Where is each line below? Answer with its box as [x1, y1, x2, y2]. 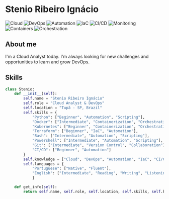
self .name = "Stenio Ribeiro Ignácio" [23, 96, 105, 101]
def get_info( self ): [14, 184, 57, 189]
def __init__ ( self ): [14, 91, 57, 96]
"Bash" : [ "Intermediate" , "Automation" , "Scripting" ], [32, 133, 150, 139]
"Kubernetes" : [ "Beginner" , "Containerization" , [32, 124, 136, 129]
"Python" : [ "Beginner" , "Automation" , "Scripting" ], [32, 115, 145, 120]
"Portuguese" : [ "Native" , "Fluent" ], [32, 166, 112, 171]
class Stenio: [5, 86, 35, 91]
